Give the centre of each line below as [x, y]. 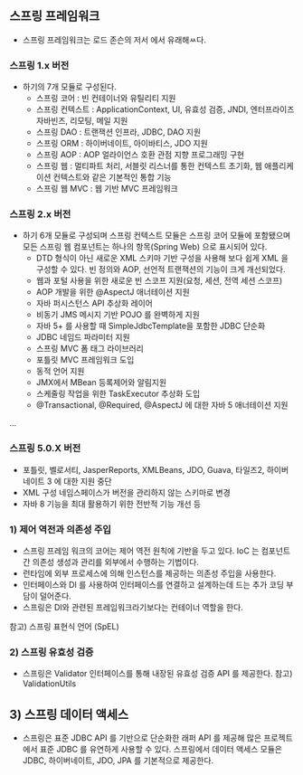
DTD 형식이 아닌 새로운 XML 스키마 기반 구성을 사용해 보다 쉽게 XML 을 [162, 258]
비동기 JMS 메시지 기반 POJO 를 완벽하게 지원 [118, 315]
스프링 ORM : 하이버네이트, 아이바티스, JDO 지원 [122, 144]
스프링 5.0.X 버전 [45, 449]
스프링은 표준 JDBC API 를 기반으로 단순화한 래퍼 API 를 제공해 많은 [142, 738]
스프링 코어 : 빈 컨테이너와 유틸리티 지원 [106, 99]
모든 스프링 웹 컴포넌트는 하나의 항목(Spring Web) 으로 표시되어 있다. [145, 247]
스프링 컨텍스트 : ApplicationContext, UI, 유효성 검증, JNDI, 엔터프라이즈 [165, 109]
